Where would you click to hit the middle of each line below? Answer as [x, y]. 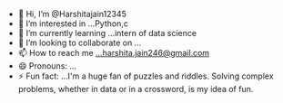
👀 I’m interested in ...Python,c [73, 23]
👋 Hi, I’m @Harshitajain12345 [72, 14]
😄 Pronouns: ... [47, 66]
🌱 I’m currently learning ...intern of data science [107, 33]
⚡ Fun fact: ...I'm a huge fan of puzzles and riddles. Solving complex [146, 76]
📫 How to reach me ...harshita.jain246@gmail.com [114, 53]
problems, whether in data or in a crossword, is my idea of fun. [136, 89]
